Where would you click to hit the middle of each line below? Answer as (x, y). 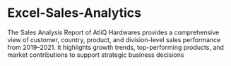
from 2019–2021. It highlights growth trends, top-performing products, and (116, 47)
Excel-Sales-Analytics (75, 13)
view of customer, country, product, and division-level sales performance (114, 39)
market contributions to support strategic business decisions (96, 55)
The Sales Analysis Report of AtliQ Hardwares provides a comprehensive (113, 32)
